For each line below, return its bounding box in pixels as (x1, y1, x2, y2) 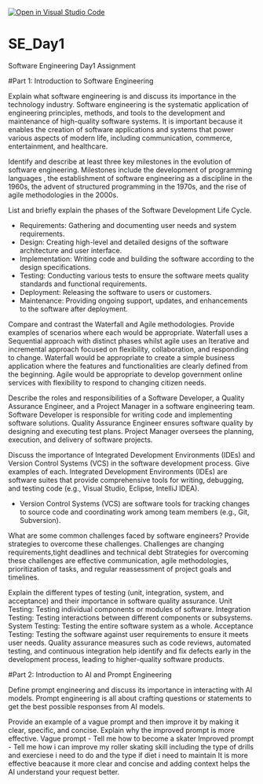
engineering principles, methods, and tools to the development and (8, 108, 225, 117)
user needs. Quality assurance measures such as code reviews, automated (8, 638, 251, 647)
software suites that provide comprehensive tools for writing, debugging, (8, 475, 244, 484)
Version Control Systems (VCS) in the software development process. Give (8, 458, 250, 468)
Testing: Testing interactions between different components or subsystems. (8, 613, 253, 622)
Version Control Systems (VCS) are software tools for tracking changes (19, 499, 250, 508)
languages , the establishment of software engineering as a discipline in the (8, 173, 253, 182)
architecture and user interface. (19, 245, 122, 255)
